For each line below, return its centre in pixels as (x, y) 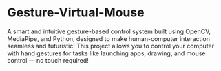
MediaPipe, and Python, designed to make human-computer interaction (108, 38)
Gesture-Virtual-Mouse (76, 13)
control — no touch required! (48, 60)
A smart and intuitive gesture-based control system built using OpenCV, (109, 31)
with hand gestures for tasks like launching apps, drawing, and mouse (106, 53)
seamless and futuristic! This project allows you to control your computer (111, 46)
